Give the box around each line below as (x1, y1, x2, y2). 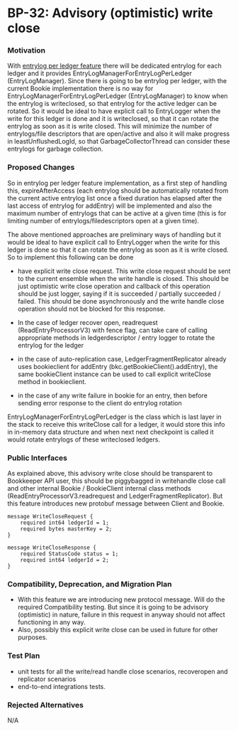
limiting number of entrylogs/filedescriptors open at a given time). (7, 216, 200, 225)
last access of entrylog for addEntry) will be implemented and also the (7, 201, 212, 210)
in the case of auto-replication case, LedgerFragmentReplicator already (17, 354, 227, 363)
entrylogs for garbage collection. (7, 144, 103, 154)
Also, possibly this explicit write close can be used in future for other (17, 626, 218, 634)
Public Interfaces (7, 453, 68, 463)
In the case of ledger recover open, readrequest (17, 318, 158, 326)
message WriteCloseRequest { (7, 513, 93, 521)
